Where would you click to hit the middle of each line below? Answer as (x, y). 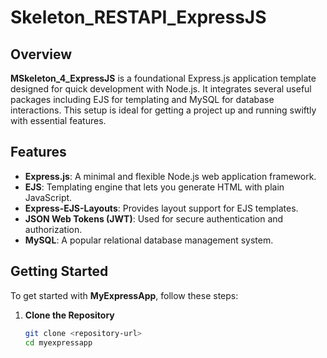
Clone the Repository (69, 315)
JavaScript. (48, 197)
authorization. (53, 229)
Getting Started (59, 271)
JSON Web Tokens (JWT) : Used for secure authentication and (154, 218)
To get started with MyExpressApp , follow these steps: (124, 295)
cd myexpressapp (58, 342)
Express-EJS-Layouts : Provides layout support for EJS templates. (161, 208)
